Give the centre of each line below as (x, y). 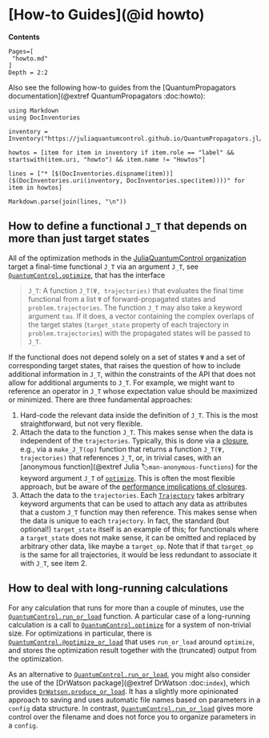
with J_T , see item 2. (54, 563)
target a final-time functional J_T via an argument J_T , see (103, 267)
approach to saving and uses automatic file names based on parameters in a (134, 700)
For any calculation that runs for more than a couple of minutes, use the (126, 608)
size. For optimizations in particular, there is (80, 633)
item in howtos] (35, 187)
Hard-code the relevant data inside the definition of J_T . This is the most (139, 415)
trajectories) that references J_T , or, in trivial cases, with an (120, 457)
